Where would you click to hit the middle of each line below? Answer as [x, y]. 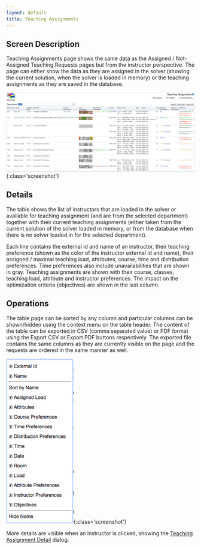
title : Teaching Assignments [42, 19]
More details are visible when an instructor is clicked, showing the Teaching [100, 533]
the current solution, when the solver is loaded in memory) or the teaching [98, 77]
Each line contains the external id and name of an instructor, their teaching [98, 246]
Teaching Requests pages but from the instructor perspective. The [113, 65]
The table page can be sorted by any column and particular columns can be [100, 318]
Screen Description [43, 44]
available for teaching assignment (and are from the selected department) [97, 216]
